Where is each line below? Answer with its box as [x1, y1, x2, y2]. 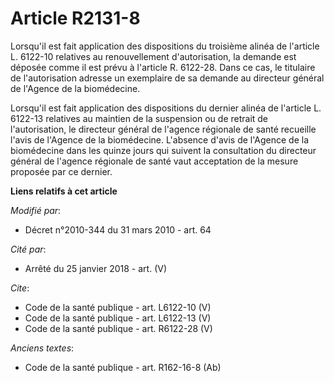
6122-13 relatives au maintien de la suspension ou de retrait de [10, 112, 269, 124]
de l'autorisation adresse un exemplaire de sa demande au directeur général [10, 72, 325, 84]
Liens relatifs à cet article [10, 185, 118, 197]
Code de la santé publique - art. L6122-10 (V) [24, 301, 212, 313]
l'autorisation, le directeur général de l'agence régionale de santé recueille [10, 123, 317, 135]
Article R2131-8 [10, 7, 141, 30]
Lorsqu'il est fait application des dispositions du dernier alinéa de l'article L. [10, 102, 322, 114]
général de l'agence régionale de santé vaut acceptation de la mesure [10, 155, 299, 167]
